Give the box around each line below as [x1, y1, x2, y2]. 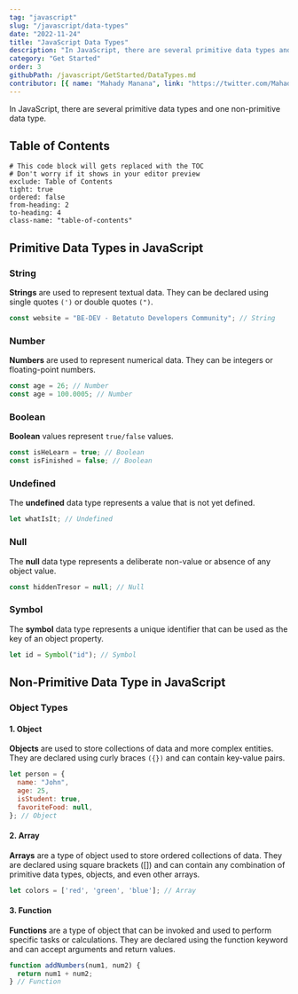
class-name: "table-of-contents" [9, 217, 133, 225]
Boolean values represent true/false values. [9, 431, 175, 442]
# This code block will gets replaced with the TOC [9, 162, 204, 171]
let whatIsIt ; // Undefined [9, 515, 114, 524]
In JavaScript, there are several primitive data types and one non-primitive [9, 103, 281, 114]
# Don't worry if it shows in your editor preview [9, 170, 200, 178]
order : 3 [9, 63, 42, 72]
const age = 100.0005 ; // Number [9, 390, 133, 399]
